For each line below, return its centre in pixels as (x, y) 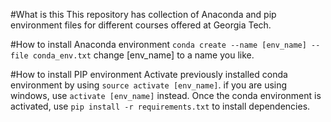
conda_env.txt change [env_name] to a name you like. (143, 55)
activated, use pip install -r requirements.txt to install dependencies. (160, 106)
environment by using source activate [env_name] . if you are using (149, 85)
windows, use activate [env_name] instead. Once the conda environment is (166, 95)
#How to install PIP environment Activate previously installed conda (149, 74)
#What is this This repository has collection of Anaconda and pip (143, 14)
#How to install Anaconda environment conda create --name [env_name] (158, 44)
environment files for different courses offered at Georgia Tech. (141, 25)
